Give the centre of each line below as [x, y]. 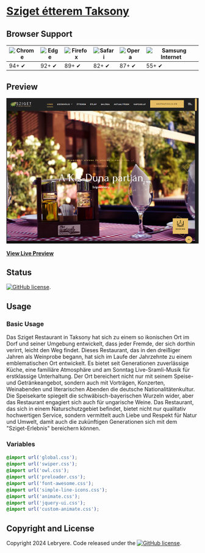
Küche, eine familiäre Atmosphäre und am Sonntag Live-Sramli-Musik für [98, 370]
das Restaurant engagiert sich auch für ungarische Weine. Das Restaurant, [100, 402]
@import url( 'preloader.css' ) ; [46, 477]
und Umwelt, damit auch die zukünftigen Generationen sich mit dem [92, 422]
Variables [21, 444]
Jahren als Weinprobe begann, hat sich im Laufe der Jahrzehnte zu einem [99, 357]
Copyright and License [50, 528]
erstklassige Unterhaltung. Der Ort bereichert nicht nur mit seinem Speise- [100, 376]
